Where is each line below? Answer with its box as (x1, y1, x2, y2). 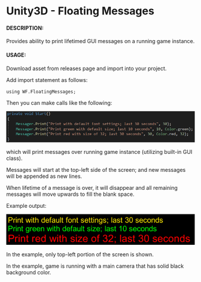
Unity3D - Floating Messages (6, 4, 154, 18)
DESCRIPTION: (6, 24, 44, 31)
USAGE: (6, 51, 26, 58)
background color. (6, 269, 51, 276)
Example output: (6, 202, 47, 210)
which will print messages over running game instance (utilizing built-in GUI (6, 148, 193, 156)
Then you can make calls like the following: (6, 99, 112, 106)
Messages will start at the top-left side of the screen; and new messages (6, 166, 186, 174)
